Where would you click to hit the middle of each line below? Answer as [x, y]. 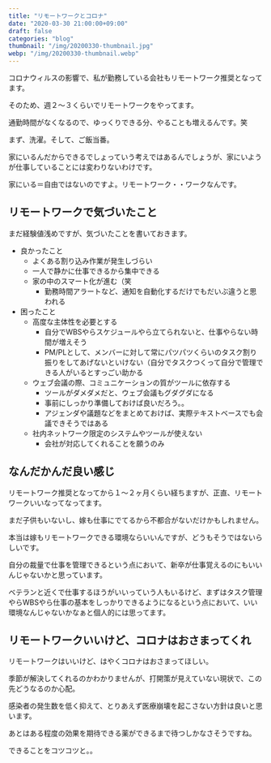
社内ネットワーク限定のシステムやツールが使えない [117, 433]
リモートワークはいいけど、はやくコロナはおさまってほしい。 [111, 662]
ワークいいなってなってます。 [57, 502]
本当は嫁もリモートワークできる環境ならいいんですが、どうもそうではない [132, 537]
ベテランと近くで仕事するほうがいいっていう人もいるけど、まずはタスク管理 [135, 592]
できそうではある [80, 423]
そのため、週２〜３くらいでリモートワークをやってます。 [103, 105]
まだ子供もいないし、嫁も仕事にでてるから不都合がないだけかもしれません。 [136, 519]
